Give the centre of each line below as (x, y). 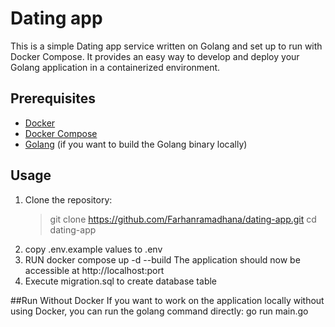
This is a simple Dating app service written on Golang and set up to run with (166, 46)
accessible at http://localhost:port (94, 270)
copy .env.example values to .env (93, 249)
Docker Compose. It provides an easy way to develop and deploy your (155, 56)
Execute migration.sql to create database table (121, 281)
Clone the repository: (68, 199)
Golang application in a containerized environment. (115, 67)
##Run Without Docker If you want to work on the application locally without (167, 300)
